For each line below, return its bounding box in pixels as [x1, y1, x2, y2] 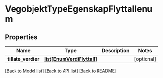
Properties [5, 33, 38, 41]
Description [101, 47, 130, 54]
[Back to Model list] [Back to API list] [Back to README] [5, 68, 116, 74]
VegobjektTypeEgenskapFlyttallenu [5, 3, 153, 15]
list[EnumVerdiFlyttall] [44, 56, 98, 62]
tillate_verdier [7, 56, 40, 62]
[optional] [134, 56, 157, 62]
